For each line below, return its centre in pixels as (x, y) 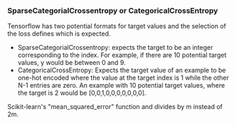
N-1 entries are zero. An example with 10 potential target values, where (121, 86)
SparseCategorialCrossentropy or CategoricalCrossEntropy (113, 11)
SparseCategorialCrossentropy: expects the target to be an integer (115, 48)
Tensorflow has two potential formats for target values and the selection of (117, 26)
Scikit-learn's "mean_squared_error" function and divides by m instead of (115, 107)
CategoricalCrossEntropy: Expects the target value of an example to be (122, 71)
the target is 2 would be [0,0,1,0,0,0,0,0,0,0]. (82, 93)
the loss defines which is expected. (59, 33)
